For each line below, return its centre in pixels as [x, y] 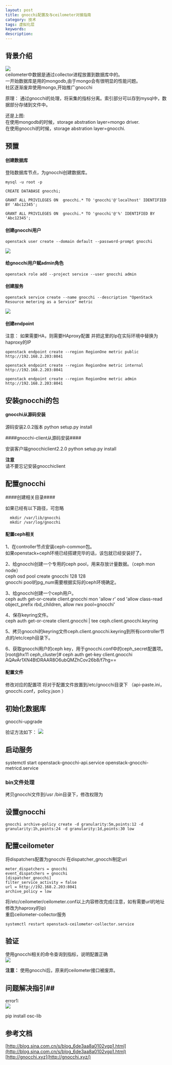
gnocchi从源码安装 [26, 414]
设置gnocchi [25, 812]
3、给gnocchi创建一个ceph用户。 [41, 593]
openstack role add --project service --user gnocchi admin [71, 274]
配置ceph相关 [20, 534]
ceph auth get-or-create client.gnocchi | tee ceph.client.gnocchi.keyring [82, 621]
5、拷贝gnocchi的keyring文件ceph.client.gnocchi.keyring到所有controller [83, 631]
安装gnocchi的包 [32, 400]
